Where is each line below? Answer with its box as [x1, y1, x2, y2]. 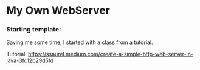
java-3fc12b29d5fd [6, 57, 54, 64]
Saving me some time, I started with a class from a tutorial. [6, 39, 153, 46]
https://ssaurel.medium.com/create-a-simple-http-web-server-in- [28, 51, 193, 58]
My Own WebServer [6, 4, 111, 17]
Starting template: [6, 25, 61, 34]
